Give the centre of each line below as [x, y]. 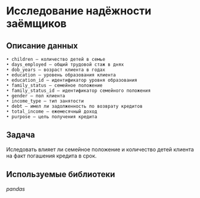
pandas [16, 188]
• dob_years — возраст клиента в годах [56, 70]
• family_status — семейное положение [54, 85]
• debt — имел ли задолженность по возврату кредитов [75, 106]
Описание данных [42, 46]
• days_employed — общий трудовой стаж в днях [65, 64]
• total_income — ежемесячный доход [52, 112]
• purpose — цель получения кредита [52, 117]
